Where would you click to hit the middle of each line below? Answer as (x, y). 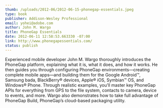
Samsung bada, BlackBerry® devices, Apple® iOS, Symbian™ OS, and (74, 80)
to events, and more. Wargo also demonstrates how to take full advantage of (82, 95)
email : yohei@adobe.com (29, 23)
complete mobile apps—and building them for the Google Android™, (73, 75)
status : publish (21, 46)
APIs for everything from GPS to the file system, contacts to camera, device (81, 90)
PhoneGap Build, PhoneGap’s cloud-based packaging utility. (65, 100)
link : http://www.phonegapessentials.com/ (49, 41)
